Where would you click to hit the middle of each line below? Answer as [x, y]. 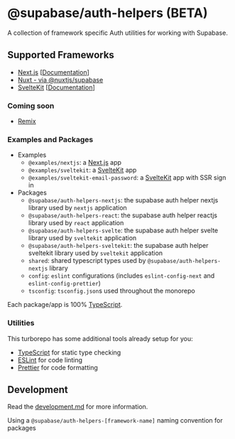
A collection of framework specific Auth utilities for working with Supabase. [118, 33]
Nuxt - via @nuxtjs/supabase [60, 80]
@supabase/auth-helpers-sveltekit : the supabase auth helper [118, 246]
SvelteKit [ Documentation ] [56, 87]
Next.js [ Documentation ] [54, 72]
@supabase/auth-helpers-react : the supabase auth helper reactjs [123, 215]
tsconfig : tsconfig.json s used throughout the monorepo [111, 291]
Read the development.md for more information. [78, 407]
